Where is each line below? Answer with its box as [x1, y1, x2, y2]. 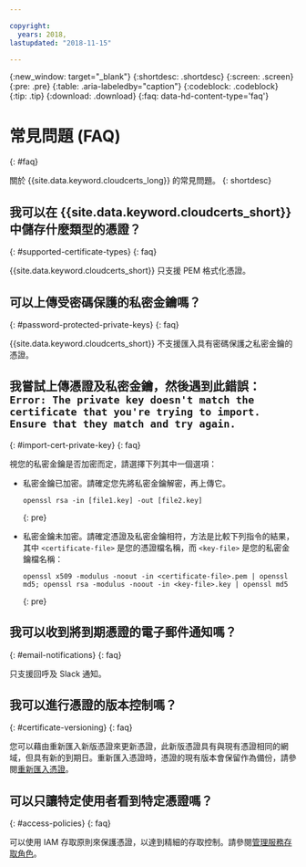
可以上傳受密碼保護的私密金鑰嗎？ [9, 294, 201, 310]
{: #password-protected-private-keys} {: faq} [9, 319, 179, 329]
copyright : [9, 21, 51, 30]
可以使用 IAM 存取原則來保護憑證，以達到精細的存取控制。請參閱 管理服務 [9, 837, 284, 848]
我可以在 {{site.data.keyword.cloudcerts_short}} [9, 204, 292, 220]
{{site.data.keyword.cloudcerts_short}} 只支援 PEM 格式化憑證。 [9, 266, 251, 277]
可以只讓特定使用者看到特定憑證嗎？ [9, 793, 213, 809]
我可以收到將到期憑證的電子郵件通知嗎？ [9, 624, 237, 640]
